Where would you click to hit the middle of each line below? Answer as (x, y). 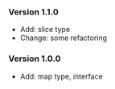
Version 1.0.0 (35, 59)
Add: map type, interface (61, 76)
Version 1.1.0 (33, 12)
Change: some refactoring (63, 38)
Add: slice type (45, 30)
